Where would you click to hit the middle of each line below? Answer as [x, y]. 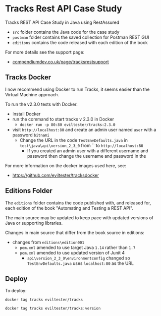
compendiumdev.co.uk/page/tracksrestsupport [60, 62]
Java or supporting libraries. [34, 223]
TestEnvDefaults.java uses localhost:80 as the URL [80, 263]
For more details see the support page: [45, 52]
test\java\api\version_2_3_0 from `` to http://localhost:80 [81, 145]
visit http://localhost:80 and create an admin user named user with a [84, 129]
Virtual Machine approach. [32, 94]
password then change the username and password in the [86, 156]
